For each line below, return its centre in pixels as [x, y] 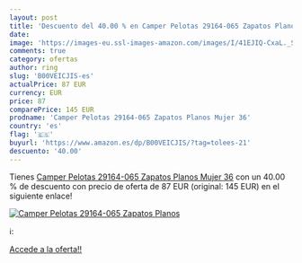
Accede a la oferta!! [46, 249]
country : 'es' [36, 127]
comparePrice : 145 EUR [52, 110]
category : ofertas [44, 59]
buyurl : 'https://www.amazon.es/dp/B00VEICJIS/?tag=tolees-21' [130, 143]
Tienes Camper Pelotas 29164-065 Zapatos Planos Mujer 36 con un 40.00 [147, 177]
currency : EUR [36, 92]
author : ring [34, 68]
